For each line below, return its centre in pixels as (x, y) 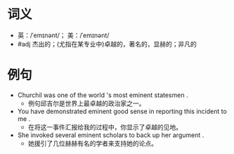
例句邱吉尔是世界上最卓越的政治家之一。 (86, 103)
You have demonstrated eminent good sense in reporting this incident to (122, 111)
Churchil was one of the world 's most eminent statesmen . (103, 95)
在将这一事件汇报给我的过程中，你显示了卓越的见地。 (105, 127)
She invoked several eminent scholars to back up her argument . (111, 135)
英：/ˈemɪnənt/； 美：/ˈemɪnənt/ (63, 35)
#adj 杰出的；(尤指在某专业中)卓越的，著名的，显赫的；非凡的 (107, 44)
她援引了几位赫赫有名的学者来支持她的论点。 (93, 143)
